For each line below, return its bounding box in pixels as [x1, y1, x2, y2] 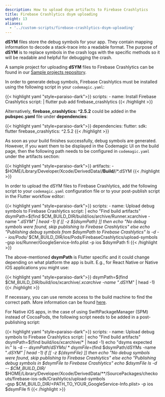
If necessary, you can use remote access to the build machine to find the [5, 294, 153, 300]
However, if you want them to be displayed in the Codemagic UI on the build [5, 143, 159, 149]
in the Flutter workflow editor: [5, 194, 65, 199]
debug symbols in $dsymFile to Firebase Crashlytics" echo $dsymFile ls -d [5, 360, 157, 366]
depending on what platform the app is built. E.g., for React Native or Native [5, 259, 158, 265]
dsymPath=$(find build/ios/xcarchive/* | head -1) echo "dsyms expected [5, 340, 152, 345]
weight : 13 [5, 16, 27, 21]
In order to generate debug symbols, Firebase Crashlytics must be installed [5, 79, 158, 85]
